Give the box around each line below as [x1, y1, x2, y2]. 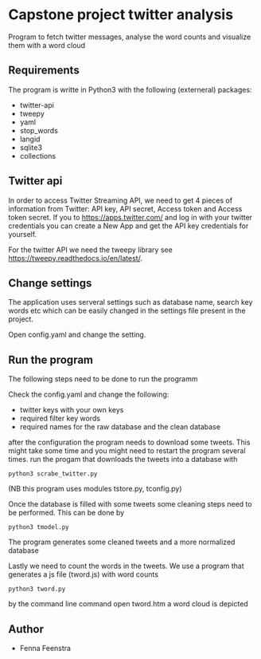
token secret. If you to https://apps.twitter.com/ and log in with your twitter [8, 212, 253, 222]
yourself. [8, 229, 37, 239]
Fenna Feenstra [19, 644, 72, 653]
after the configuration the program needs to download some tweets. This [8, 437, 251, 448]
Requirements [8, 64, 80, 77]
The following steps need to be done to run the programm [8, 374, 198, 384]
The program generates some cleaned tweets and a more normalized [8, 537, 236, 547]
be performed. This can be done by [8, 508, 125, 518]
